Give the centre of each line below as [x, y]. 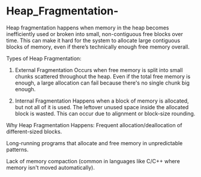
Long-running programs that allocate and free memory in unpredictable [94, 143]
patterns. [17, 149]
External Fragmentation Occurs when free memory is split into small [99, 70]
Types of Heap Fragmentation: [44, 58]
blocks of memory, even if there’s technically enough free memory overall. [98, 47]
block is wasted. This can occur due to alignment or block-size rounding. [105, 113]
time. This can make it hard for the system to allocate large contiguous [93, 40]
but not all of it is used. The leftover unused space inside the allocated [102, 107]
